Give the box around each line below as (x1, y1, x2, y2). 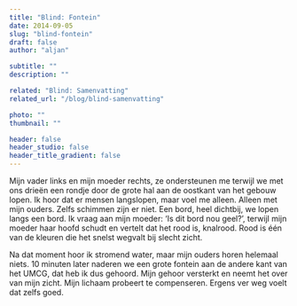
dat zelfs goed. (9, 287, 64, 297)
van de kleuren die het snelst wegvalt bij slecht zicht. (9, 232, 203, 242)
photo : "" (9, 110, 46, 120)
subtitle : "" (9, 62, 58, 71)
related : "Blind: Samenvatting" (9, 86, 129, 95)
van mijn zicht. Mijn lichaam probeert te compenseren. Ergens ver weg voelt (9, 278, 287, 288)
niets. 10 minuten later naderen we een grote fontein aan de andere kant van (9, 259, 288, 269)
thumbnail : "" (9, 119, 62, 128)
